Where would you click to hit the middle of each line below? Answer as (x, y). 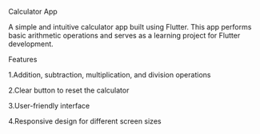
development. (31, 44)
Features (23, 59)
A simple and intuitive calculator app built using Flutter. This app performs (130, 27)
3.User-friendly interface (49, 106)
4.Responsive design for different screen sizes (85, 121)
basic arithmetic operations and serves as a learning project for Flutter (124, 35)
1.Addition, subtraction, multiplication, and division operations (110, 75)
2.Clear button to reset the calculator (69, 90)
